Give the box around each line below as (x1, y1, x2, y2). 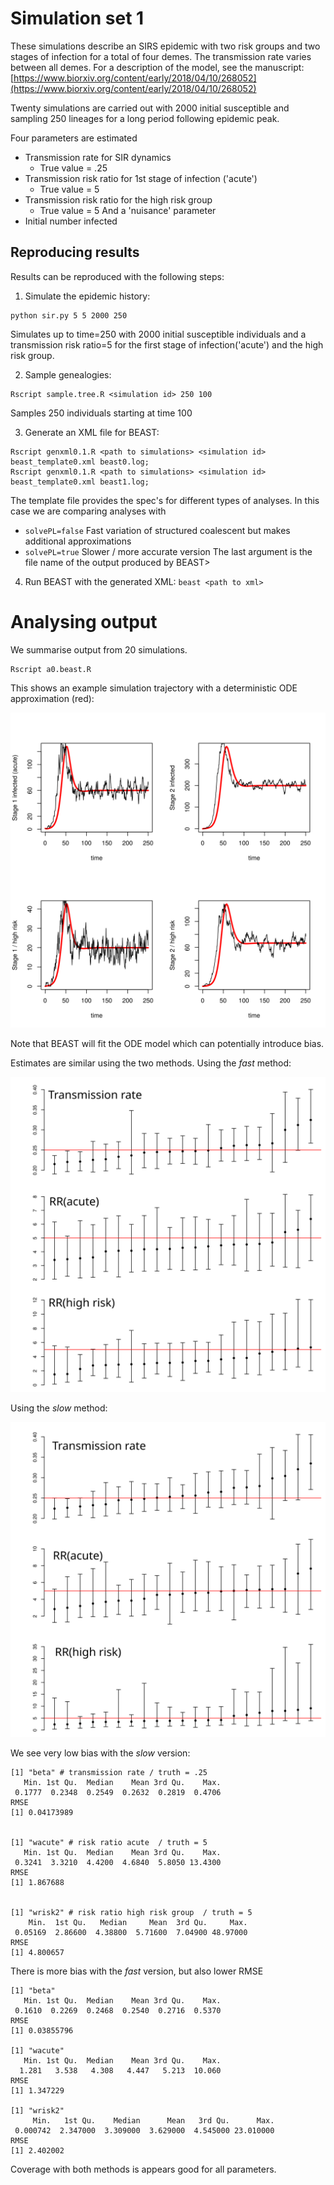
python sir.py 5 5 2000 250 (10, 310, 128, 321)
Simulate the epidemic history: (24, 290, 151, 302)
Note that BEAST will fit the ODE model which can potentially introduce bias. (10, 1037, 325, 1049)
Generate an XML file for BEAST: (24, 426, 160, 438)
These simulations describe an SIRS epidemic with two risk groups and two (10, 40, 321, 52)
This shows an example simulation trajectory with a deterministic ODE (10, 682, 298, 694)
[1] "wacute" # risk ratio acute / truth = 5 (10, 1837, 208, 1847)
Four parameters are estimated (10, 132, 138, 144)
